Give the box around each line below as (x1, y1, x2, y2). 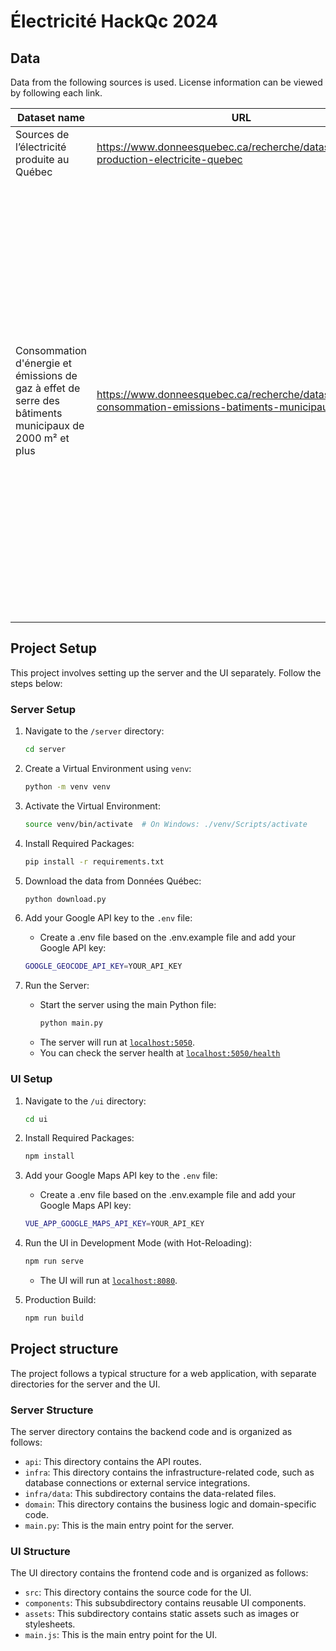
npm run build (24, 1313, 84, 1324)
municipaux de (15, 419, 85, 432)
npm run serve (24, 1256, 84, 1267)
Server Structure (10, 1403, 94, 1417)
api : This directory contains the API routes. (24, 1456, 202, 1468)
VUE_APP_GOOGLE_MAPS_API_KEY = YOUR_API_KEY (24, 1219, 205, 1229)
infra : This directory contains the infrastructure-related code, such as (24, 1466, 315, 1479)
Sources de (15, 128, 70, 141)
